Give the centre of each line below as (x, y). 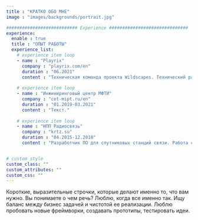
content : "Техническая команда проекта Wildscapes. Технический (103, 77)
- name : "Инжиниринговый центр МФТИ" (64, 94)
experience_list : (33, 50)
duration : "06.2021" (48, 71)
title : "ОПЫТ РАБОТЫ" (39, 44)
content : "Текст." (45, 110)
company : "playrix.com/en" (56, 66)
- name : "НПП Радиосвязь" (50, 127)
